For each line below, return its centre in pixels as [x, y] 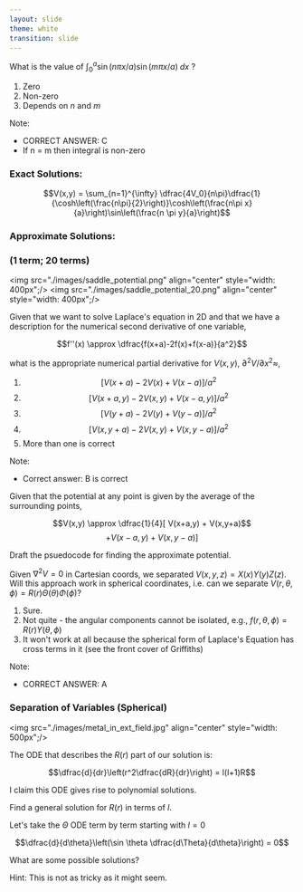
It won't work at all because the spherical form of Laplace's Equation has [158, 639]
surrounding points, [46, 505]
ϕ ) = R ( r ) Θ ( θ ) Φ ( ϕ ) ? [45, 593]
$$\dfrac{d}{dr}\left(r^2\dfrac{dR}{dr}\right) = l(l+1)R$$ [152, 772]
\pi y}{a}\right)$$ [198, 213]
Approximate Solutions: [62, 236]
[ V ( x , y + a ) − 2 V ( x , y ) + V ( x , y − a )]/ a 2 [159, 428]
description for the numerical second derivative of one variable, [128, 327]
